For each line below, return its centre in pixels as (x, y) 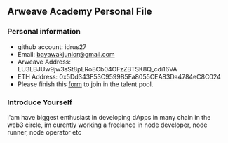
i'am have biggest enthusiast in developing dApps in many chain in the (109, 117)
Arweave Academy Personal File (80, 12)
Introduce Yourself (40, 102)
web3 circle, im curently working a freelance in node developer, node (108, 125)
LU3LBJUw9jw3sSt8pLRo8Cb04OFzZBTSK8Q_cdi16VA (97, 69)
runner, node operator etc (45, 132)
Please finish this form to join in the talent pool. (85, 84)
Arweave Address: (44, 62)
